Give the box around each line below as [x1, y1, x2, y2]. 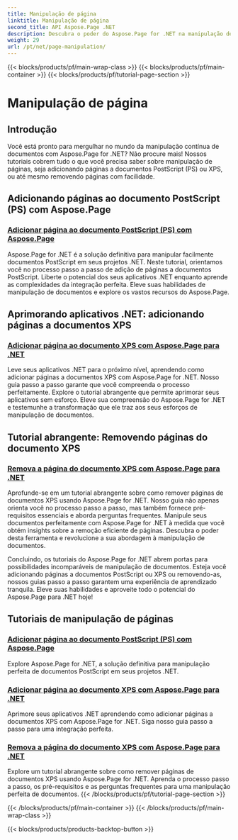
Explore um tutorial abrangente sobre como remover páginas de [7, 767, 194, 776]
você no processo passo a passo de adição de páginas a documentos [7, 265, 212, 274]
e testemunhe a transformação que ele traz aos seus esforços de [7, 403, 198, 412]
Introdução [7, 123, 57, 135]
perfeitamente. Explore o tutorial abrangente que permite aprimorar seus [7, 388, 220, 397]
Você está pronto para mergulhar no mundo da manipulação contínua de [7, 142, 220, 150]
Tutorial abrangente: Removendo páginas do [7, 431, 208, 443]
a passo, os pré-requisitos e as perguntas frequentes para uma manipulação [7, 783, 231, 791]
